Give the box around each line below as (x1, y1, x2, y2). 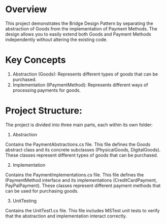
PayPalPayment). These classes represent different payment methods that (5, 182, 161, 189)
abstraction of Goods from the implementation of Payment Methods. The (5, 25, 157, 31)
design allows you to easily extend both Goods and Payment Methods (5, 31, 151, 37)
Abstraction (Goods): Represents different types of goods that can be (12, 71, 158, 77)
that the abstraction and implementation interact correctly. (5, 213, 127, 219)
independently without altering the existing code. (5, 36, 108, 43)
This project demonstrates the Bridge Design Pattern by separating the (5, 20, 153, 26)
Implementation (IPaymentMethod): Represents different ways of (12, 82, 148, 88)
